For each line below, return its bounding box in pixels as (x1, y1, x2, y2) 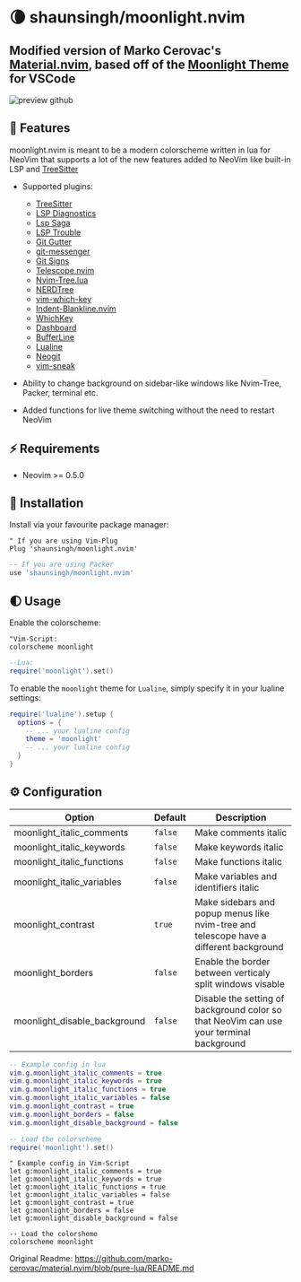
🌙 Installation (9, 496, 84, 511)
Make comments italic (194, 826, 288, 839)
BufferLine (35, 331, 74, 343)
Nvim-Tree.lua (35, 275, 89, 285)
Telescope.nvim (35, 265, 95, 275)
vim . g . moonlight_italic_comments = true (9, 1068, 163, 1077)
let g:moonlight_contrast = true (9, 1199, 134, 1208)
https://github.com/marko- (74, 1253, 173, 1264)
